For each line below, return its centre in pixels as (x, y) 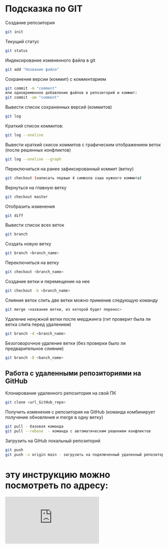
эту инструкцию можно (58, 474)
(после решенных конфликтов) (38, 150)
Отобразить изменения (30, 206)
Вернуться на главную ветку (36, 187)
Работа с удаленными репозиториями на (73, 373)
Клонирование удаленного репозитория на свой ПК (61, 393)
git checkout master (27, 197)
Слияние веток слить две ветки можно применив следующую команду (82, 300)
